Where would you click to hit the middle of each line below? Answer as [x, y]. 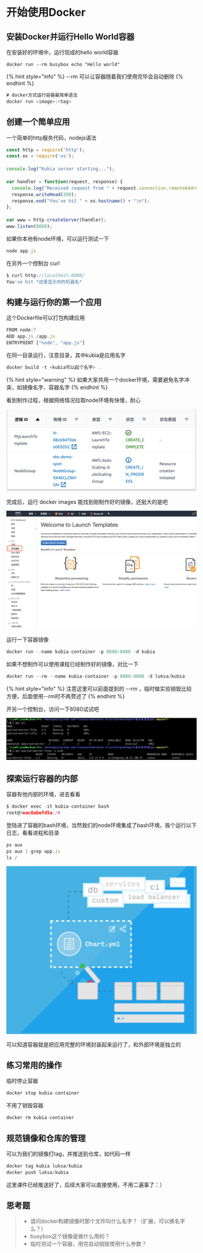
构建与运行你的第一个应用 [54, 302]
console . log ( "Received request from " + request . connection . [90, 188]
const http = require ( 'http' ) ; [46, 150]
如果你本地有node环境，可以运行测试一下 [58, 238]
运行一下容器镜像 [27, 640]
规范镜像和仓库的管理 [46, 1138]
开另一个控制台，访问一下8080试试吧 [53, 709]
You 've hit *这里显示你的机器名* [44, 282]
